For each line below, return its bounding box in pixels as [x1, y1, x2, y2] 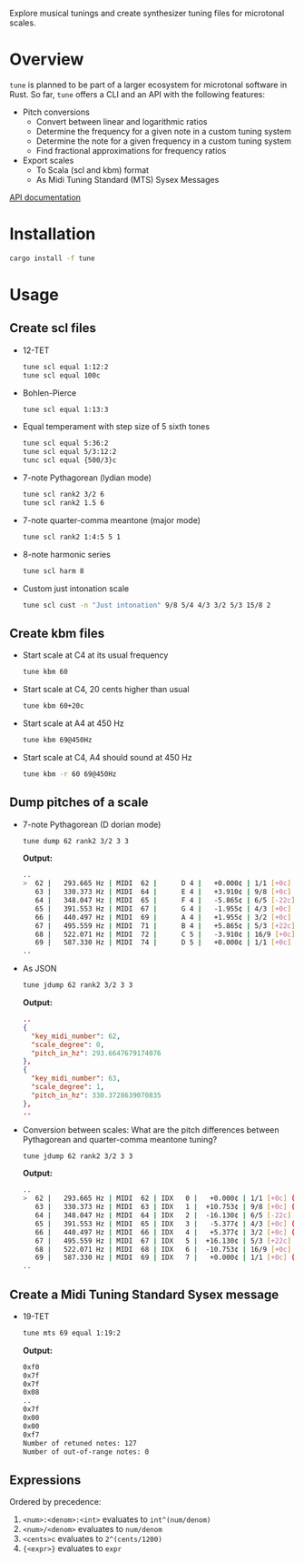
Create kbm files [9, 625, 105, 640]
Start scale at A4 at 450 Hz [22, 718, 124, 729]
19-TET [22, 1310, 50, 1322]
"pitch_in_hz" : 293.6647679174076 [31, 1048, 162, 1058]
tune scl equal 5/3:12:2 [22, 448, 117, 457]
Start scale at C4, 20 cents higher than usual [22, 684, 190, 695]
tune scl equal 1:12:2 [22, 362, 109, 371]
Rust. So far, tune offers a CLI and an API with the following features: [9, 88, 266, 99]
